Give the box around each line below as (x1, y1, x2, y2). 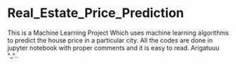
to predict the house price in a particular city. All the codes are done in (7, 35, 213, 44)
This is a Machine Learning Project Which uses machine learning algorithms (7, 28, 229, 37)
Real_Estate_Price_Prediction (7, 5, 184, 21)
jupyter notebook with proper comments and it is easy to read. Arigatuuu (7, 43, 220, 52)
